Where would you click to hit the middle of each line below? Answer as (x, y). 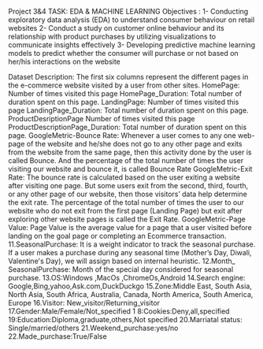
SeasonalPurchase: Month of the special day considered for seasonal (121, 269)
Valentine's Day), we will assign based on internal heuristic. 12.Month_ (122, 261)
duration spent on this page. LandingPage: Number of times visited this (124, 102)
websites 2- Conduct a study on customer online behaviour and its (116, 28)
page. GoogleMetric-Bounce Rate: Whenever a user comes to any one (122, 136)
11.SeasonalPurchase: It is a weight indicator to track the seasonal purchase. (132, 244)
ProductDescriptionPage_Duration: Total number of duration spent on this (128, 127)
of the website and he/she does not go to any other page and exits (134, 144)
